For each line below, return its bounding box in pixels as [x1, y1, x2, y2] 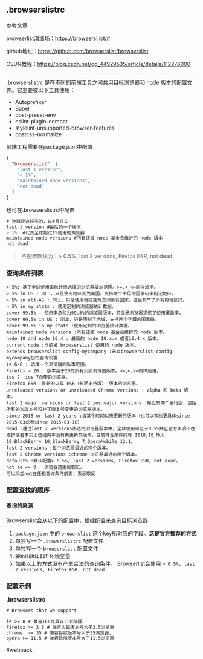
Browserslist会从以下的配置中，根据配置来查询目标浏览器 [6, 517, 148, 524]
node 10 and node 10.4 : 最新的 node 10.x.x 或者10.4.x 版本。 [6, 336, 162, 342]
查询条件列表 [6, 269, 44, 278]
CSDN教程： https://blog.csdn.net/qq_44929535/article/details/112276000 [6, 60, 191, 67]
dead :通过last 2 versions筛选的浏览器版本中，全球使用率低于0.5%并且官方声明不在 [6, 426, 196, 432]
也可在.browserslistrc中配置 [6, 206, 76, 214]
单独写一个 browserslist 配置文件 [14, 545, 98, 552]
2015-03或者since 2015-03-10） [6, 419, 83, 425]
